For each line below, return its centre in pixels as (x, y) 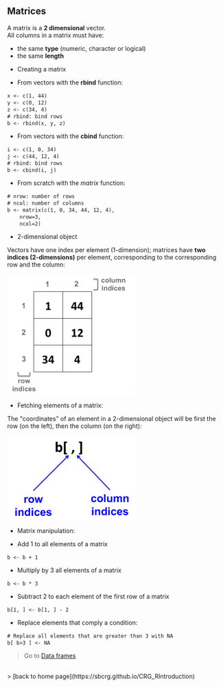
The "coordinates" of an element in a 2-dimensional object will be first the (111, 419)
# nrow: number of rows (41, 196)
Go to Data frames (50, 655)
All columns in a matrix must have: (56, 35)
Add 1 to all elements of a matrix (62, 544)
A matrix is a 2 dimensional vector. (57, 27)
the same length (40, 56)
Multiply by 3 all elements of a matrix (69, 570)
